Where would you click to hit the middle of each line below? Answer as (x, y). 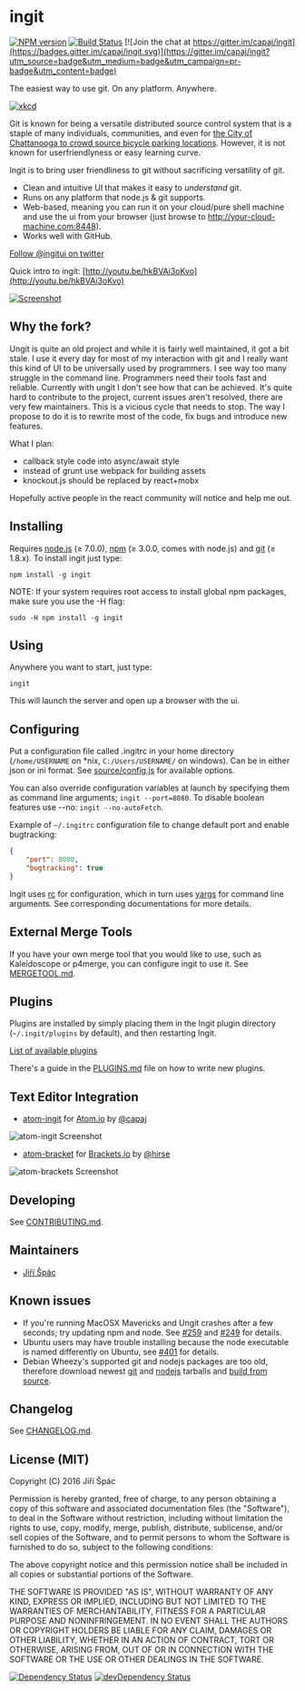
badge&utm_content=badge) (63, 71)
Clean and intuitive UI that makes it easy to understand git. (132, 187)
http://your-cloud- (241, 216)
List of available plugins (54, 1051)
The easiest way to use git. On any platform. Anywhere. (113, 88)
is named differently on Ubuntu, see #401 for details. (121, 1352)
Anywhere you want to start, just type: (81, 667)
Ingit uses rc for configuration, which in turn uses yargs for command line (147, 894)
